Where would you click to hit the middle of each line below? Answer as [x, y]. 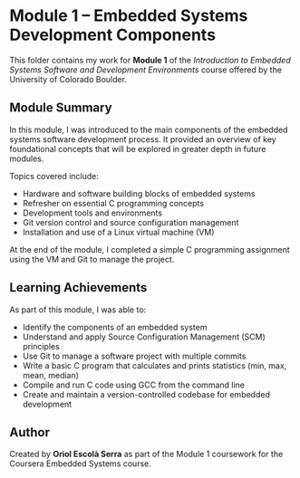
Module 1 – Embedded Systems [129, 16]
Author [29, 432]
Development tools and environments [92, 213]
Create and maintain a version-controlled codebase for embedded [146, 394]
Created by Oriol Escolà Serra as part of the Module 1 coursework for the [146, 454]
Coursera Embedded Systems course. [80, 464]
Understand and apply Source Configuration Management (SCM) [144, 337]
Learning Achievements [78, 287]
